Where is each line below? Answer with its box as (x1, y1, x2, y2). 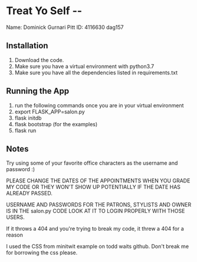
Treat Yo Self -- (6, 4, 83, 18)
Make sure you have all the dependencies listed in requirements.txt (14, 69, 178, 76)
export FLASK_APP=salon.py (14, 108, 86, 115)
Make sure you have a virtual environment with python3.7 (14, 63, 155, 70)
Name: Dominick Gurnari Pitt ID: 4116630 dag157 (6, 24, 124, 31)
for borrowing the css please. (6, 249, 78, 256)
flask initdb (14, 114, 42, 122)
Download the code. (14, 56, 64, 63)
